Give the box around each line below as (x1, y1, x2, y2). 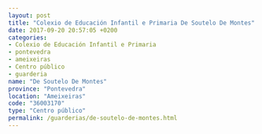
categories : (8, 33, 47, 42)
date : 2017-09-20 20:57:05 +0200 (8, 26, 118, 34)
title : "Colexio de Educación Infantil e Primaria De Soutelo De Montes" (8, 19, 256, 27)
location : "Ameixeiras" (8, 92, 87, 100)
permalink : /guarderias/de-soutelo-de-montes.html (8, 114, 178, 122)
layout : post (8, 11, 51, 20)
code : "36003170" (8, 99, 65, 107)
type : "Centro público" (8, 107, 87, 115)
